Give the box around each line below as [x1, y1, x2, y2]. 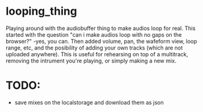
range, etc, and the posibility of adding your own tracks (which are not [6, 44, 183, 51]
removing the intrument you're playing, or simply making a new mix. [6, 57, 177, 64]
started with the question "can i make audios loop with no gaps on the [6, 31, 182, 38]
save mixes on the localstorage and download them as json [14, 99, 164, 106]
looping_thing [6, 4, 78, 18]
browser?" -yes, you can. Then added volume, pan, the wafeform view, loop [6, 37, 197, 45]
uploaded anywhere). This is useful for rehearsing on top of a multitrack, [6, 50, 188, 58]
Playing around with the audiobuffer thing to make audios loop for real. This [6, 24, 196, 32]
